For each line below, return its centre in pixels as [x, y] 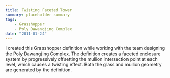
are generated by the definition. [39, 70]
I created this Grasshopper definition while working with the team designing [85, 48]
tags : [11, 19]
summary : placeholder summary [38, 15]
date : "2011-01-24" [26, 34]
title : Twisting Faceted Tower [39, 10]
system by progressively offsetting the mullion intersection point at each [81, 59]
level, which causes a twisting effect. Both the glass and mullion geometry [84, 64]
